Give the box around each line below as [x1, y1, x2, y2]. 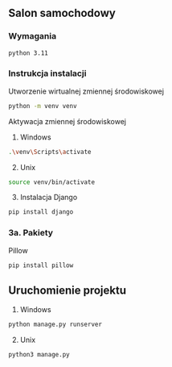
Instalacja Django [19, 193, 78, 202]
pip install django [8, 208, 74, 216]
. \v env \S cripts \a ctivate [8, 148, 92, 156]
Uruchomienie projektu [8, 283, 127, 297]
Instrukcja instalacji [8, 68, 87, 79]
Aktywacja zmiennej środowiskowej [8, 116, 127, 126]
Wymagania [8, 31, 57, 42]
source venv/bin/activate [8, 177, 95, 186]
